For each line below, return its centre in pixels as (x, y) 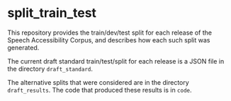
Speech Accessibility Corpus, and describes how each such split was (109, 40)
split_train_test (52, 13)
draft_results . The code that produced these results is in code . (100, 90)
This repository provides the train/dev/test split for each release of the (110, 32)
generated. (23, 47)
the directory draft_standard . (50, 69)
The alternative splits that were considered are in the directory (98, 82)
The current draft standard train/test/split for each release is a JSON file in (116, 61)
